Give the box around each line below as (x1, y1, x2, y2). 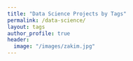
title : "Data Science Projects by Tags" (7, 10, 127, 18)
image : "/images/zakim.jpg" (13, 43, 96, 50)
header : (7, 36, 30, 43)
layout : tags (7, 23, 45, 30)
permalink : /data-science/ (7, 17, 86, 24)
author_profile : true (7, 29, 71, 37)
